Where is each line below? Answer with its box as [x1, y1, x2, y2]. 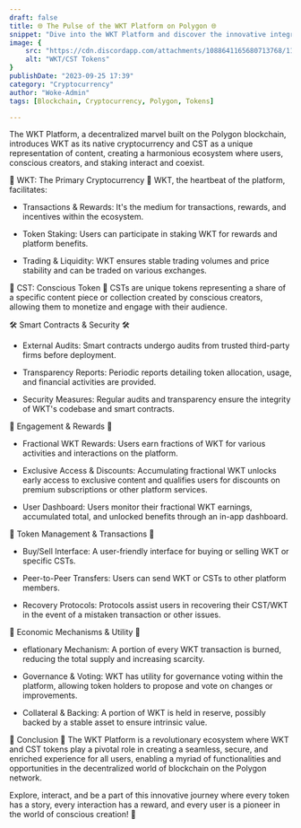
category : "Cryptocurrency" [9, 80, 115, 89]
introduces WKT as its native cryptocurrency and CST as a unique [9, 138, 254, 149]
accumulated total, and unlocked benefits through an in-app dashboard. [21, 511, 288, 522]
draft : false [9, 13, 58, 22]
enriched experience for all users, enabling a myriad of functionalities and [9, 754, 282, 764]
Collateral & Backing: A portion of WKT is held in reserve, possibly [21, 708, 266, 719]
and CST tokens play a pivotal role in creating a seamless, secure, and [9, 744, 269, 754]
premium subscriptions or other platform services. [21, 484, 208, 495]
